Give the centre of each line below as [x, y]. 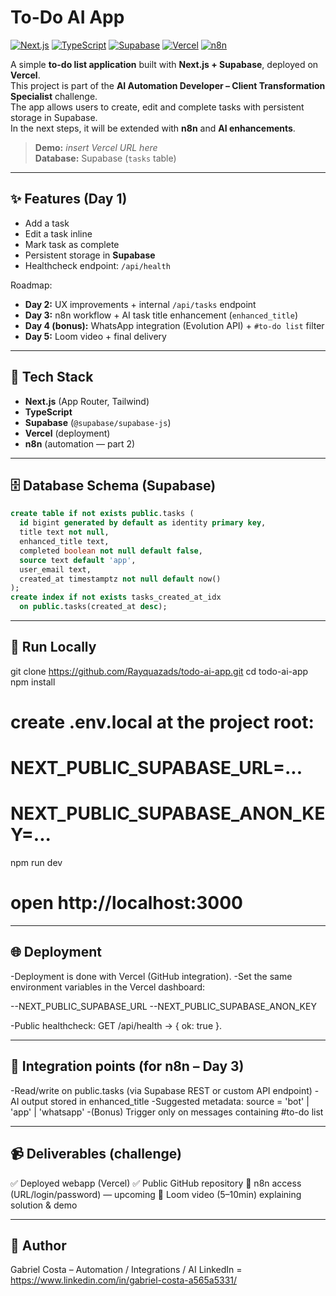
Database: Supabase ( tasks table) [105, 158]
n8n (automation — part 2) [80, 443]
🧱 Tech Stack [52, 377]
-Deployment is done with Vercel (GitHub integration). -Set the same [151, 976]
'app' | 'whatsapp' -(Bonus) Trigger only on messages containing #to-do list [167, 1112]
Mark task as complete [72, 244]
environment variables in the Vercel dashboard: [108, 987]
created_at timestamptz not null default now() [120, 579]
